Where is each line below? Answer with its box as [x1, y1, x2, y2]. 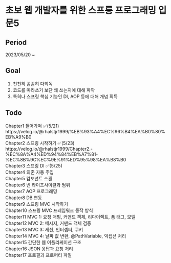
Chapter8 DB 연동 [5, 195, 42, 201]
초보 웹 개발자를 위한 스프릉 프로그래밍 [5, 5, 157, 16]
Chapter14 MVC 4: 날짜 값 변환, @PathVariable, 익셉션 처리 [5, 233, 126, 239]
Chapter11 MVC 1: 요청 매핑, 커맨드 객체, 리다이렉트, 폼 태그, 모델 [5, 213, 136, 220]
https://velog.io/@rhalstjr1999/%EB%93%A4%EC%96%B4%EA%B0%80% [5, 128, 165, 134]
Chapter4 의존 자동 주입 [5, 169, 54, 175]
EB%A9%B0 [5, 134, 32, 140]
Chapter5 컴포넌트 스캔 [5, 175, 53, 181]
